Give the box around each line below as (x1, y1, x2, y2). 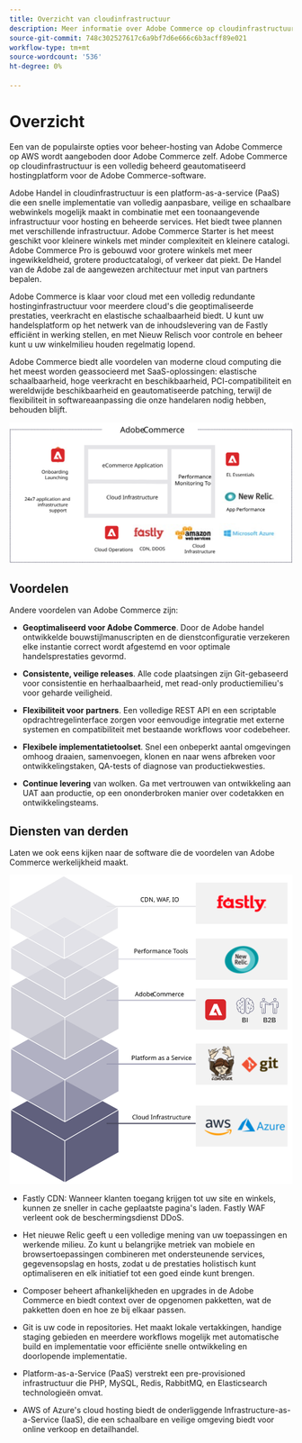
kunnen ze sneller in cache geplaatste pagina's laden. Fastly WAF (22, 1202, 266, 1213)
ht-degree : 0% (9, 62, 63, 71)
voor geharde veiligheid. (22, 687, 112, 698)
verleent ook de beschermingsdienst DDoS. (22, 1212, 184, 1222)
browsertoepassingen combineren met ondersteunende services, (22, 1248, 265, 1259)
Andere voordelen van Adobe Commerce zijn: (9, 604, 179, 616)
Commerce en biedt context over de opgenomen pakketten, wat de (22, 1294, 271, 1305)
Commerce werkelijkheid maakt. (9, 857, 129, 867)
